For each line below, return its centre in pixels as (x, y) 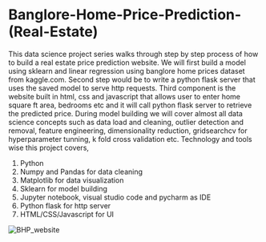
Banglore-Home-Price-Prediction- (125, 15)
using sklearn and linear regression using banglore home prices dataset (127, 71)
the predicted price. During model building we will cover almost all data (125, 113)
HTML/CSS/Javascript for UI (67, 214)
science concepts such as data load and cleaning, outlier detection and (126, 122)
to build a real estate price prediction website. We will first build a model (127, 63)
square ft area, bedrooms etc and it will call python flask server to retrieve (130, 105)
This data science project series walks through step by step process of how (133, 54)
